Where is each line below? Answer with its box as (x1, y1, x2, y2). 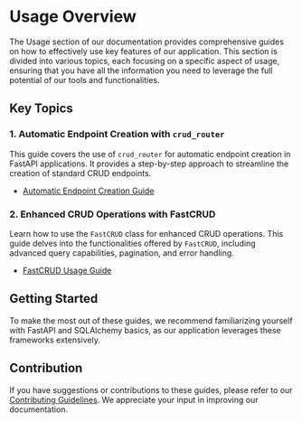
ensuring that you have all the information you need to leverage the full (9, 65, 273, 76)
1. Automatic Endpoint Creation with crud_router (9, 128, 225, 141)
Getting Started (9, 291, 99, 306)
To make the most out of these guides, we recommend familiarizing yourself (9, 314, 293, 326)
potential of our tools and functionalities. (9, 74, 160, 85)
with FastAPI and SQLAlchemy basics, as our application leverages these (9, 324, 282, 335)
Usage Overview (9, 6, 137, 27)
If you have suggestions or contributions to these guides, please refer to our (9, 384, 293, 395)
